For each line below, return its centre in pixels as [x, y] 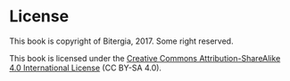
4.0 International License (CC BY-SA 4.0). [86, 68]
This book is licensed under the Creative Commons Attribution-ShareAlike [145, 58]
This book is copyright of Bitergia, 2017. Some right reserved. [121, 41]
